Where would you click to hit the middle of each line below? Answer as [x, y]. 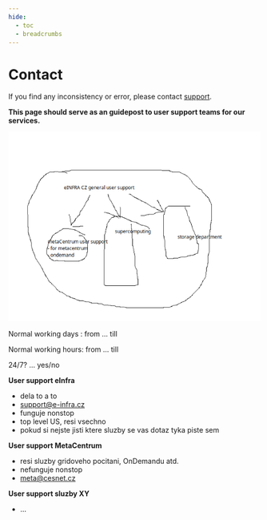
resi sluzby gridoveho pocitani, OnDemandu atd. [99, 462]
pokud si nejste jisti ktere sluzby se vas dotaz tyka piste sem [120, 430]
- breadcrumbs [39, 34]
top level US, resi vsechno [63, 421]
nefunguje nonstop [51, 470]
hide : [17, 17]
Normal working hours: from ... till [64, 349]
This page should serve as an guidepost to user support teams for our [127, 112]
